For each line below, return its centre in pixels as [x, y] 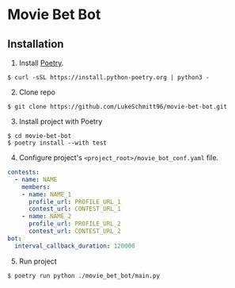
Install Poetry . [41, 63]
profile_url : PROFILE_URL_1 [75, 202]
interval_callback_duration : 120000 [75, 246]
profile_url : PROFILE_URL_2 [75, 224]
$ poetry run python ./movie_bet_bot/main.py [83, 275]
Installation [36, 44]
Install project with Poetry [61, 121]
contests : [24, 172]
